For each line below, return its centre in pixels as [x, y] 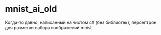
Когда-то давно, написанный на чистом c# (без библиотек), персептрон [81, 22]
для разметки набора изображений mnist [48, 27]
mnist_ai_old [31, 9]
